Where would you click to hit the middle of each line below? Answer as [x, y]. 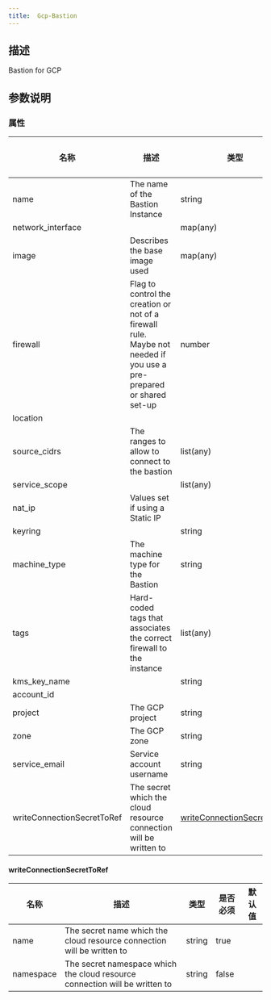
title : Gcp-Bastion [43, 16]
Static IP [145, 518]
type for [144, 564]
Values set [149, 498]
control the [150, 294]
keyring [27, 531]
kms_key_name [41, 681]
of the [141, 195]
